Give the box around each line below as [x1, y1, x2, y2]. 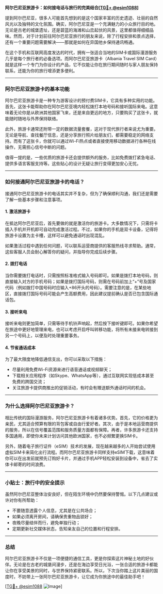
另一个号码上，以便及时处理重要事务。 [5, 332, 81, 339]
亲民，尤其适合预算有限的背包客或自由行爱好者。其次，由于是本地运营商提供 [5, 421, 158, 427]
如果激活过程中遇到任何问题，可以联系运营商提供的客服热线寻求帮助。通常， [5, 243, 158, 248]
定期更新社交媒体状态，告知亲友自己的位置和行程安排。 [12, 526, 123, 531]
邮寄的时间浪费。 [13, 461, 48, 467]
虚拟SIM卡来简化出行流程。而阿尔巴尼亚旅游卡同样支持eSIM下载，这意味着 [5, 449, 155, 455]
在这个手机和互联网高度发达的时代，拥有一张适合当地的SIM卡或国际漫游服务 [5, 49, 158, 55]
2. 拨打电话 [5, 261, 28, 266]
